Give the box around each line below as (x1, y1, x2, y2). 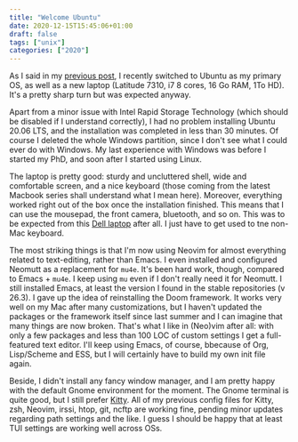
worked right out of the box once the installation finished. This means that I (9, 199, 285, 210)
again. (9, 358, 33, 369)
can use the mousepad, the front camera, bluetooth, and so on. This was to (9, 209, 286, 220)
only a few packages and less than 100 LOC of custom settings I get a (9, 330, 265, 341)
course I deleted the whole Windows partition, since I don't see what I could (9, 135, 287, 146)
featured (9, 340, 41, 350)
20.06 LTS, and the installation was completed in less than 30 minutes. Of (9, 125, 278, 136)
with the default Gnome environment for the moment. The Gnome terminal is (9, 385, 289, 396)
